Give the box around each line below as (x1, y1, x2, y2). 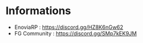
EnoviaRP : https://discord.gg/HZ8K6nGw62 (14, 24, 124, 31)
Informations (5, 4, 71, 18)
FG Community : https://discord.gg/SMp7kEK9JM (14, 29, 137, 37)
